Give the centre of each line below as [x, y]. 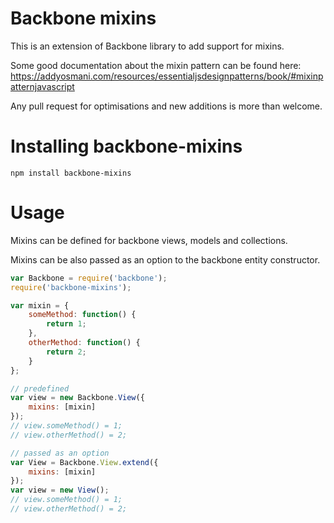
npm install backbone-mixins [71, 173]
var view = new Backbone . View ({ [77, 398]
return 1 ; [66, 324]
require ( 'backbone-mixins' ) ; [71, 287]
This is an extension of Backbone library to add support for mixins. [147, 46]
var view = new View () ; [60, 490]
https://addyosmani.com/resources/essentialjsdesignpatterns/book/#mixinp [167, 76]
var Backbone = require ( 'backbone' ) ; [89, 278]
